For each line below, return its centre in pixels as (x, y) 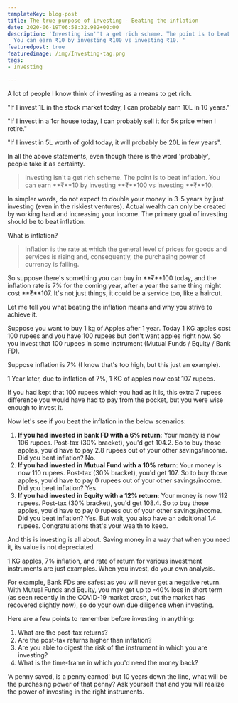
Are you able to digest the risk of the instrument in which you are (112, 647)
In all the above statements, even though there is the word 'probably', (109, 156)
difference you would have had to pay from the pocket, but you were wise (115, 400)
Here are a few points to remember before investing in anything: (101, 618)
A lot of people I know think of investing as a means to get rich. (99, 93)
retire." (17, 128)
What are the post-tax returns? (63, 632)
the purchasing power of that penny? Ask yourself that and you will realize (116, 684)
